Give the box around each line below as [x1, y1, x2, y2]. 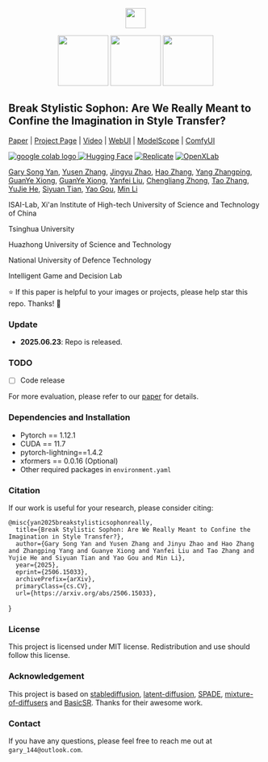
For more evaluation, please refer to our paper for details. [8, 391, 199, 401]
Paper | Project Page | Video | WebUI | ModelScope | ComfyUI [8, 136, 216, 145]
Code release [19, 375, 65, 385]
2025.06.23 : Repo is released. [19, 337, 123, 347]
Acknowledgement [8, 671, 85, 682]
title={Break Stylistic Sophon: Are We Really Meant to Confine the [15, 525, 251, 534]
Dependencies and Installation [8, 412, 131, 423]
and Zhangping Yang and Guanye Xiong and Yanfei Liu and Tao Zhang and [8, 547, 254, 555]
